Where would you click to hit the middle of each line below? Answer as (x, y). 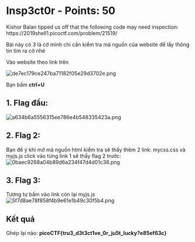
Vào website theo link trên (37, 62)
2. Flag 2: (23, 136)
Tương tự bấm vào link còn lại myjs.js (51, 195)
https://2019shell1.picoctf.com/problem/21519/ (62, 33)
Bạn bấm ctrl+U (25, 84)
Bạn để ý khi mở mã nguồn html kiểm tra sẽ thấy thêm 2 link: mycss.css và (96, 150)
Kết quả (20, 219)
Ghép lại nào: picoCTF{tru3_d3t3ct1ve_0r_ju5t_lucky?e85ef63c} (86, 233)
